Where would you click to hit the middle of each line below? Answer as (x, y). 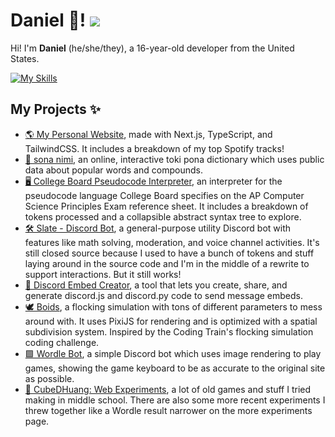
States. (25, 58)
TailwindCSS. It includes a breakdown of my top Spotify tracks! (154, 148)
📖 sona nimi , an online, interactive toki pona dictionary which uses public (174, 159)
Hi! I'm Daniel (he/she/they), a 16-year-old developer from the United (152, 48)
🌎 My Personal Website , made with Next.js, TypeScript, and (148, 134)
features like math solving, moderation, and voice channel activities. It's (172, 242)
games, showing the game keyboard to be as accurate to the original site (175, 368)
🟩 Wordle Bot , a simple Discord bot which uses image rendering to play (173, 353)
